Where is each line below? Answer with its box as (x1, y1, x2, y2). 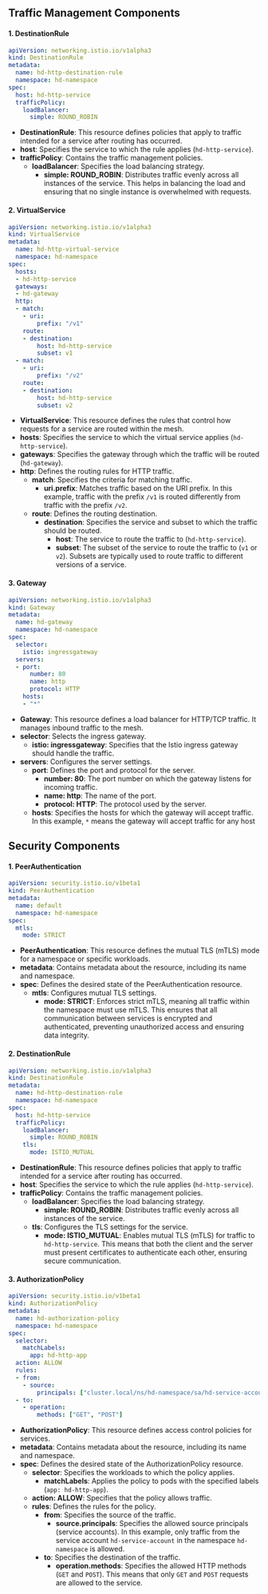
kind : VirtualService (8, 231, 81, 239)
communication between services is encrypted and (43, 1013, 213, 1023)
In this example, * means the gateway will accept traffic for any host (31, 816, 255, 826)
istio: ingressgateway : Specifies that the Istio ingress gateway (31, 740, 238, 749)
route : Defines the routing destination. (31, 509, 158, 518)
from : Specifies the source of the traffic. (43, 1510, 177, 1520)
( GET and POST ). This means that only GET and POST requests (55, 1569, 249, 1580)
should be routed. (43, 526, 102, 536)
